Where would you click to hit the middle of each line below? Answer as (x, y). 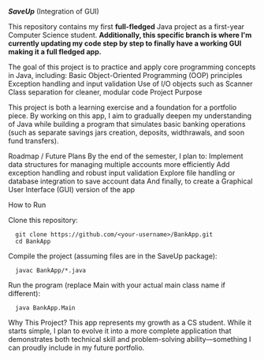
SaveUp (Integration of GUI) (54, 11)
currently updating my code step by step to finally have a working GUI (125, 43)
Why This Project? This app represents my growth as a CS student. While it (130, 323)
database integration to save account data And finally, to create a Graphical (131, 181)
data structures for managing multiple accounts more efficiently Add (119, 164)
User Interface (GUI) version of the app (72, 189)
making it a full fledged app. (55, 52)
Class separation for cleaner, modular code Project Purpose (105, 92)
